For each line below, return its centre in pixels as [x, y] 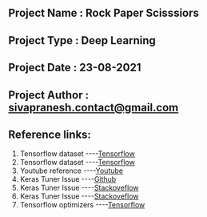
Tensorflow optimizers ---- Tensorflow [82, 205]
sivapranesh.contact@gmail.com [94, 107]
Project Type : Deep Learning [82, 40]
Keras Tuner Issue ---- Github [68, 179]
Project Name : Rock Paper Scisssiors [104, 13]
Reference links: [50, 134]
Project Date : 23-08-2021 [75, 68]
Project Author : [49, 95]
